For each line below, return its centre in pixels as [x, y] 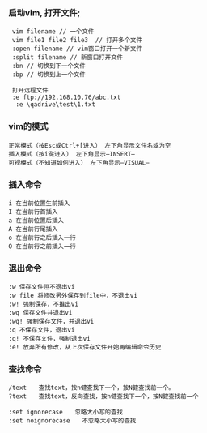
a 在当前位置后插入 [36, 221]
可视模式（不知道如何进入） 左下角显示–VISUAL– [79, 163]
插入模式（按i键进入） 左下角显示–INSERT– [72, 154]
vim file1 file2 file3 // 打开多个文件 [77, 41]
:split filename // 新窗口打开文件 [68, 58]
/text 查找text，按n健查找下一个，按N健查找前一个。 [92, 388]
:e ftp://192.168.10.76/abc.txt [66, 98]
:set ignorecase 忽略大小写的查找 [66, 412]
